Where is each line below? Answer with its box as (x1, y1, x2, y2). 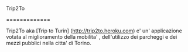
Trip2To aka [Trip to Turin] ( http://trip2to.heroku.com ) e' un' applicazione (6, 27, 183, 34)
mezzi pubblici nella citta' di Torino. (6, 40, 92, 46)
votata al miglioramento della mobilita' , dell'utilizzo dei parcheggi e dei (6, 34, 177, 40)
